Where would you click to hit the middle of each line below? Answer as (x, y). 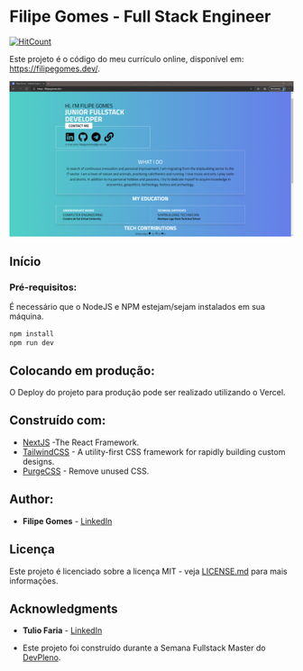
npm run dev (32, 343)
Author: (32, 499)
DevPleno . (41, 657)
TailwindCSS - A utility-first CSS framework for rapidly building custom (154, 451)
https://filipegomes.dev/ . (55, 68)
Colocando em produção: (82, 371)
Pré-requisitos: (43, 287)
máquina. (27, 316)
